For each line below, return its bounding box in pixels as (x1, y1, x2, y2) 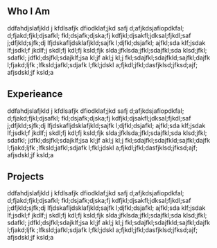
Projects (7, 171, 44, 183)
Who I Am (7, 6, 51, 17)
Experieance (7, 88, 63, 100)
